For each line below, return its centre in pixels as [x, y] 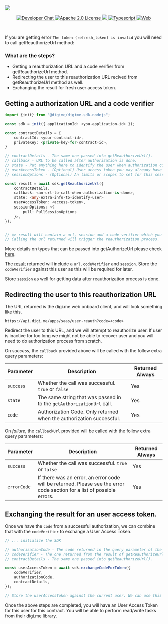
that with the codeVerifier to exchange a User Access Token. [68, 531]
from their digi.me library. [31, 616]
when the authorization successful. [79, 419]
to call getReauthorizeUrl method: [40, 42]
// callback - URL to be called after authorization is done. [71, 161]
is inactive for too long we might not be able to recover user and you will [79, 336]
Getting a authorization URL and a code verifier [80, 103]
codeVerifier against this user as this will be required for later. [69, 269]
